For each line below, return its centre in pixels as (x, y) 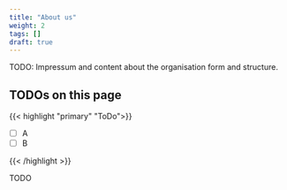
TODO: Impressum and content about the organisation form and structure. (143, 67)
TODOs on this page (65, 95)
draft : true (31, 42)
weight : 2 (27, 26)
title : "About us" (43, 17)
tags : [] (25, 34)
